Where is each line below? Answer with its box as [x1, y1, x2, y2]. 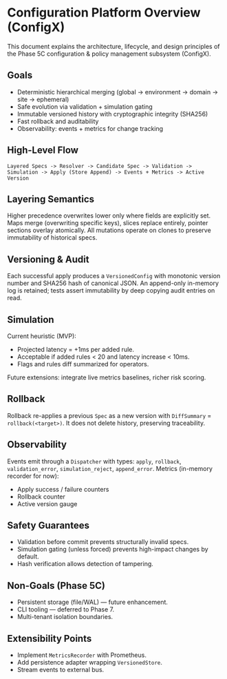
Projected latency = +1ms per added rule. [17, 346, 134, 353]
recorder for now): [7, 472, 59, 480]
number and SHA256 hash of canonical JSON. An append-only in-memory [7, 279, 219, 287]
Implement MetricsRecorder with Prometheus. [17, 651, 147, 659]
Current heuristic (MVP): [7, 332, 77, 340]
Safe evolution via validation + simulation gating [17, 102, 153, 111]
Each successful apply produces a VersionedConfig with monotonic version [7, 272, 221, 280]
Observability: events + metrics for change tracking [17, 124, 164, 132]
